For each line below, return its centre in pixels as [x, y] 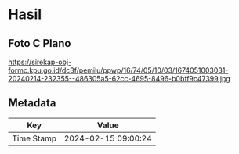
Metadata [32, 103]
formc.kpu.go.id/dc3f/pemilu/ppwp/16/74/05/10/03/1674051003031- [118, 70]
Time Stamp [34, 138]
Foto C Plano [40, 43]
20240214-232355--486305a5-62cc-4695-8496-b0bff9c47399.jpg [119, 79]
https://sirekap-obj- [40, 62]
